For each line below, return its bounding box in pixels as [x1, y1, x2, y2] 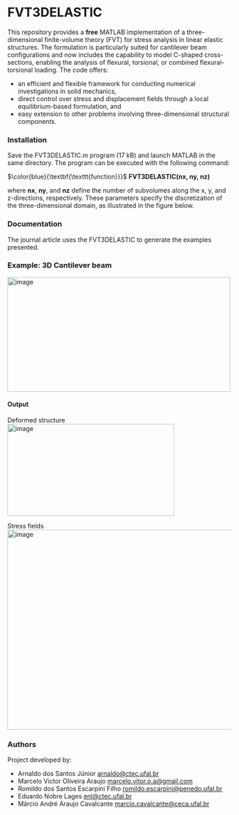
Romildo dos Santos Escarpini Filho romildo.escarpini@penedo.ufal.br [17, 784, 223, 793]
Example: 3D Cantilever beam [7, 260, 112, 270]
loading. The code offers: [34, 65, 109, 74]
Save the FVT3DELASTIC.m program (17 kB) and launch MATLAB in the [7, 151, 216, 160]
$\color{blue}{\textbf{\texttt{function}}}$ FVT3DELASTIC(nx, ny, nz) [7, 172, 211, 181]
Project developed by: [7, 755, 72, 765]
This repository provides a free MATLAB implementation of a [7, 28, 186, 36]
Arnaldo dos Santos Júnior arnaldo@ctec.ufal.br [17, 769, 159, 778]
